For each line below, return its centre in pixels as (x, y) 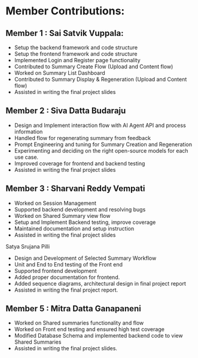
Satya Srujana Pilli (28, 246)
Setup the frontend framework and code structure (76, 54)
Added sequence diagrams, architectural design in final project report (100, 283)
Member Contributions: (65, 11)
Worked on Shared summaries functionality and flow (79, 323)
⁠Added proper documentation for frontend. (67, 277)
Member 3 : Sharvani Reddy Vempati (75, 189)
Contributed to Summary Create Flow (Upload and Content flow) (94, 66)
